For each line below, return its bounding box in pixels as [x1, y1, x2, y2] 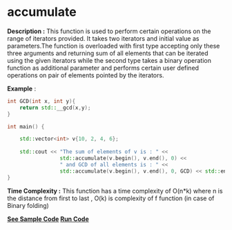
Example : [7, 84, 37, 93]
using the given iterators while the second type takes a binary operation [7, 56, 212, 64]
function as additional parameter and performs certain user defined [7, 64, 199, 72]
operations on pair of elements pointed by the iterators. [7, 70, 164, 79]
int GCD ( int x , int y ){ [7, 97, 76, 104]
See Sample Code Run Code [7, 215, 90, 223]
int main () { [7, 123, 45, 130]
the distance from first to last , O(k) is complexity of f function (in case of [7, 194, 215, 202]
